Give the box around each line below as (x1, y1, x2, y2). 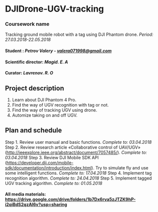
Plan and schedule (5, 126, 62, 135)
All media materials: (5, 191, 46, 197)
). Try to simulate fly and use (91, 165, 149, 170)
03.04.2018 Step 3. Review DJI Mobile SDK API (5, 154, 99, 160)
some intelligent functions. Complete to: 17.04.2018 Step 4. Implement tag (5, 170, 152, 176)
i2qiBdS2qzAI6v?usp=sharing (5, 202, 67, 208)
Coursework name (5, 21, 50, 28)
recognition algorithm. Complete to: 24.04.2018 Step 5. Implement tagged (5, 175, 152, 181)
